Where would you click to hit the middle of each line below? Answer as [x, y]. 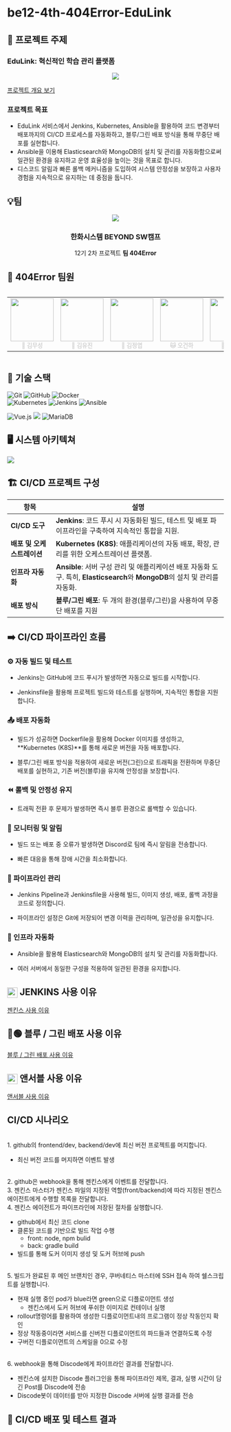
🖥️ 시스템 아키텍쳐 [41, 440]
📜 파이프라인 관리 [34, 879]
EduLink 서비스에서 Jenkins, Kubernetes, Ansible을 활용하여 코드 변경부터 [118, 126]
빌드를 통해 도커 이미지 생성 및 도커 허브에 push [81, 1254]
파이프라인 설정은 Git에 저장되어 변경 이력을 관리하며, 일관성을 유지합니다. [115, 918]
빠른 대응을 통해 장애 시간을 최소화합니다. [72, 859]
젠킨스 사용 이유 [29, 1010]
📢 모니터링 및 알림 [35, 828]
